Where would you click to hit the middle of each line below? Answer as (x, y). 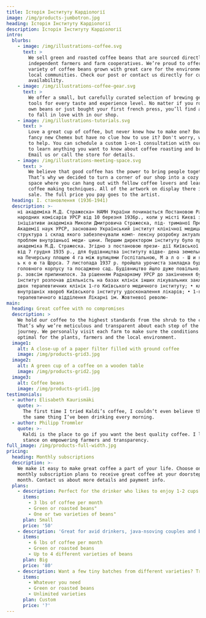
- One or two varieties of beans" (72, 514)
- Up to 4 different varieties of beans (81, 554)
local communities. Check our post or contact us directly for (111, 75)
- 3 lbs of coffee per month (66, 503)
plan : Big (35, 560)
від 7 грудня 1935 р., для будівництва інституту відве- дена (98, 252)
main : (13, 303)
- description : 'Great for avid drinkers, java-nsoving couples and (107, 531)
